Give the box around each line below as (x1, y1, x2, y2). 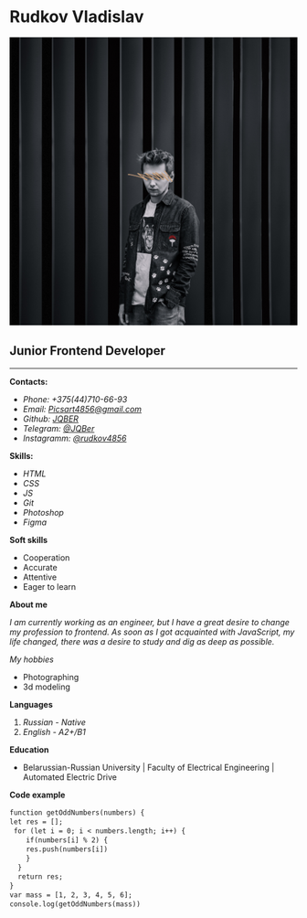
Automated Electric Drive (22, 771, 117, 783)
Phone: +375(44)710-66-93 (22, 393, 128, 404)
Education (9, 743, 49, 755)
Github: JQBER (22, 413, 79, 424)
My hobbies (9, 654, 55, 665)
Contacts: (9, 376, 48, 387)
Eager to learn (22, 581, 77, 592)
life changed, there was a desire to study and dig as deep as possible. (9, 635, 275, 646)
